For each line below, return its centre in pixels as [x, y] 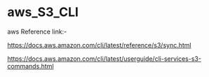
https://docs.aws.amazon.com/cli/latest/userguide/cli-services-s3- [104, 58]
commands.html [31, 66]
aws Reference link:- [37, 31]
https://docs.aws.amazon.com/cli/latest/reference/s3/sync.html [99, 45]
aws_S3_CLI [43, 12]
